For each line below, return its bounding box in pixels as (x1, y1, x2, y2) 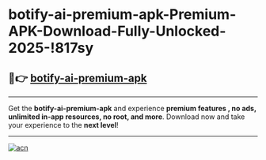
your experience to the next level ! (8, 121, 119, 129)
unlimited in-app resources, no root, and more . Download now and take (8, 112, 245, 121)
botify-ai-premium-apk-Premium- (8, 6, 237, 24)
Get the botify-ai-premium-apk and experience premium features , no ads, (8, 104, 256, 113)
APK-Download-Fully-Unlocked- (8, 22, 226, 40)
